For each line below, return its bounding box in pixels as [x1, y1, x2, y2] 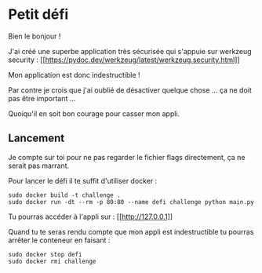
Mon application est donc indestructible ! [8, 70, 140, 79]
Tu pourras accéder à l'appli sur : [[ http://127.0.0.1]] [8, 212, 173, 221]
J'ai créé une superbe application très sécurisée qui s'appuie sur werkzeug [8, 46, 253, 56]
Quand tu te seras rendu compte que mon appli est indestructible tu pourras [8, 227, 254, 236]
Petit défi [8, 5, 69, 24]
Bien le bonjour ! [8, 31, 61, 41]
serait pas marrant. [8, 161, 70, 170]
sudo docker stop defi [8, 250, 82, 258]
